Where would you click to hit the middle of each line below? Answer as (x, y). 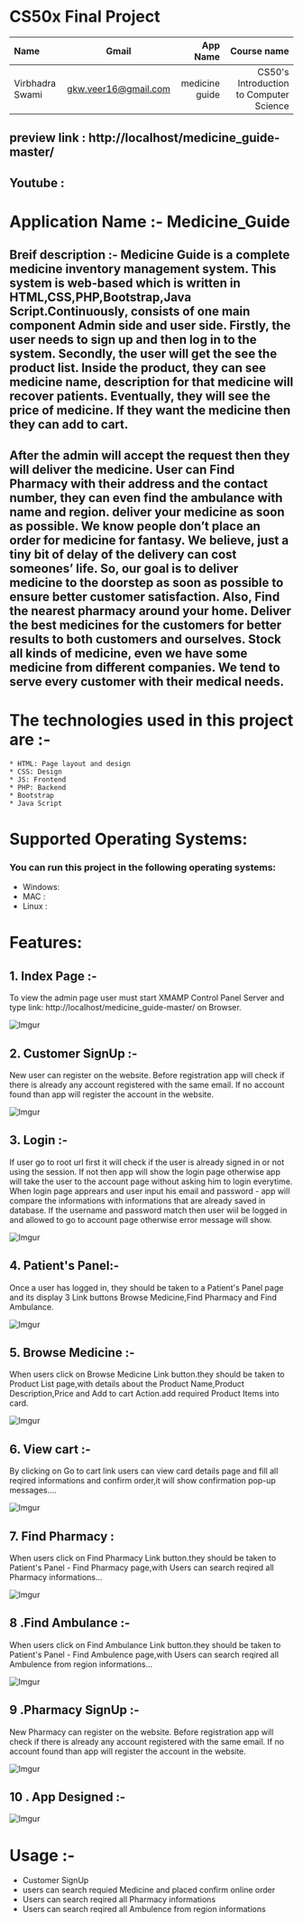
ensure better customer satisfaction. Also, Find (145, 597)
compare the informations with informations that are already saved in (138, 1200)
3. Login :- (39, 1140)
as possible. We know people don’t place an (135, 526)
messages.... (33, 1491)
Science (272, 106)
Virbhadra (35, 83)
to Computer (262, 94)
